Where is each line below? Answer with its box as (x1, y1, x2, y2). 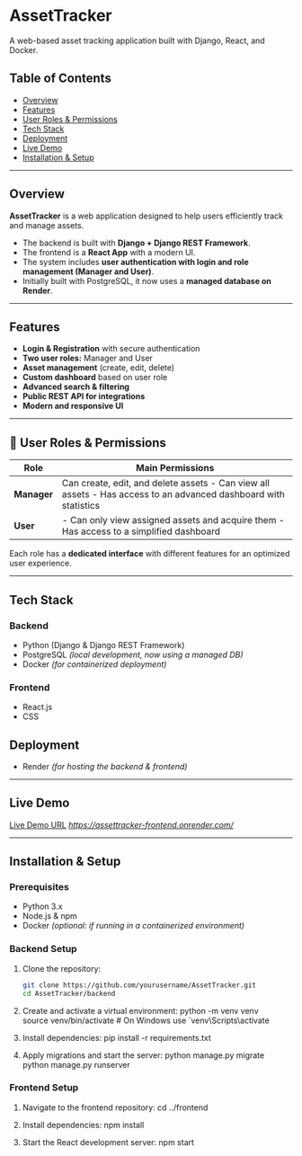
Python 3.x (22, 901, 63, 912)
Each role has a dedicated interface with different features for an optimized (9, 548, 290, 559)
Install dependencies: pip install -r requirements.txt (22, 1032, 211, 1043)
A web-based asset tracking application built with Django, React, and (9, 35, 265, 46)
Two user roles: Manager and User (22, 352, 153, 364)
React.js (22, 702, 53, 713)
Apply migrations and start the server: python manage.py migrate (22, 1049, 265, 1061)
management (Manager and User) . (22, 266, 155, 277)
